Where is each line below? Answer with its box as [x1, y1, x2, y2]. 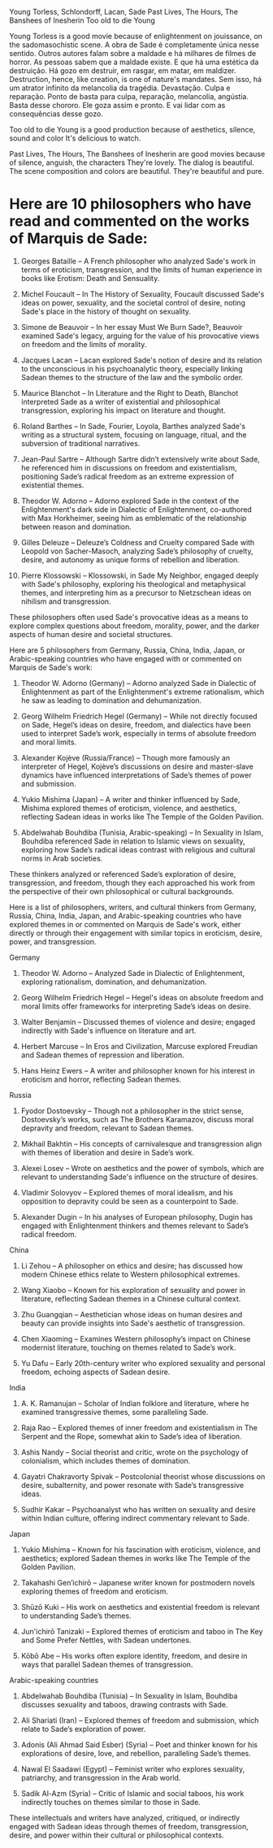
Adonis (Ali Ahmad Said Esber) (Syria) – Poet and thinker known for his [20, 1739, 258, 1750]
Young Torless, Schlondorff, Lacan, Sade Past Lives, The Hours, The [9, 7, 239, 16]
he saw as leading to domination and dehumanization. [20, 695, 202, 705]
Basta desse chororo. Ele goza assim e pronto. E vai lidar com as [9, 101, 226, 110]
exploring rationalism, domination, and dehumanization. [20, 977, 207, 987]
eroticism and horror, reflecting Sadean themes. [20, 1074, 182, 1084]
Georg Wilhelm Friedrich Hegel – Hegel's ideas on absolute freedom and [20, 992, 264, 1002]
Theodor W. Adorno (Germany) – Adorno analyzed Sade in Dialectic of [20, 678, 257, 688]
